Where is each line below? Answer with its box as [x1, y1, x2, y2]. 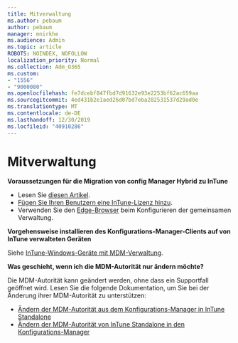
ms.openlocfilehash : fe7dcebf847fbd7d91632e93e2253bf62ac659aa [7, 90, 199, 97]
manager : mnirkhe [7, 30, 59, 38]
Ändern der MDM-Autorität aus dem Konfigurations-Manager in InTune [17, 305, 225, 314]
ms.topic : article [7, 43, 62, 51]
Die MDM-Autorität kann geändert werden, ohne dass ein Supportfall [7, 276, 209, 285]
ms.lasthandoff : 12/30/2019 [7, 116, 91, 123]
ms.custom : [7, 70, 40, 77]
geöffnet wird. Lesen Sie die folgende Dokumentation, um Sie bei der [7, 284, 210, 292]
